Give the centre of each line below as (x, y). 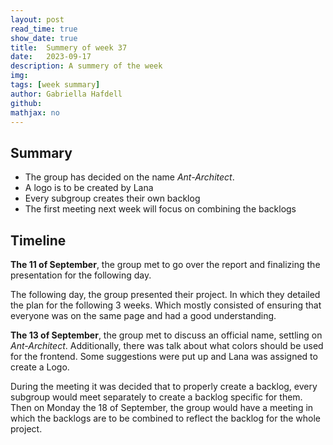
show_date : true (44, 38)
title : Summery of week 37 (69, 47)
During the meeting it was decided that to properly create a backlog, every (164, 386)
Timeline (38, 240)
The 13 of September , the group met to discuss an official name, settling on (166, 335)
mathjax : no (35, 112)
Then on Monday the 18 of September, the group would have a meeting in (162, 407)
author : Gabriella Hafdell (66, 94)
